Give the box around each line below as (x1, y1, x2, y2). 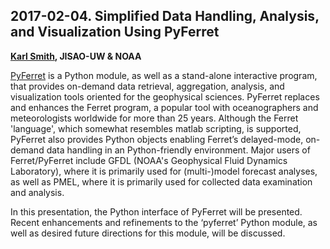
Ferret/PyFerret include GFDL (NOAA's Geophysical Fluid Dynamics (10, 154, 288, 166)
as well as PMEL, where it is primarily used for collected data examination (10, 175, 313, 188)
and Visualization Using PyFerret (10, 24, 220, 41)
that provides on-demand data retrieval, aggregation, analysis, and (10, 80, 285, 92)
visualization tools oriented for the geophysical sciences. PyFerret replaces (10, 90, 320, 103)
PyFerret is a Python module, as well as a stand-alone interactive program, (10, 69, 318, 81)
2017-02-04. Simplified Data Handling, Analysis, (10, 8, 320, 25)
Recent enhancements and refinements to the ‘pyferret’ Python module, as (10, 216, 318, 228)
